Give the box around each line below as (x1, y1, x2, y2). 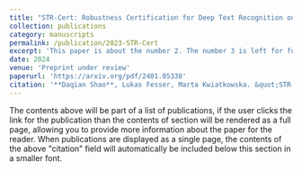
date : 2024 (9, 55, 50, 64)
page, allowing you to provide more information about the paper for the (9, 123, 272, 135)
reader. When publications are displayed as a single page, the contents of (9, 133, 282, 144)
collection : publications (9, 22, 106, 31)
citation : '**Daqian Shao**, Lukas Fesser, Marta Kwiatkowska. (9, 80, 252, 89)
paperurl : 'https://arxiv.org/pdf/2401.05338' (9, 72, 187, 81)
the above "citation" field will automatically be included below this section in (9, 143, 291, 154)
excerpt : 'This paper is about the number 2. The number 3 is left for (9, 47, 283, 56)
